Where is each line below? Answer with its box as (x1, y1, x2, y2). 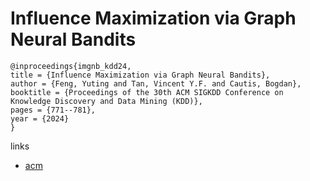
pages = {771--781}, (10, 105, 97, 115)
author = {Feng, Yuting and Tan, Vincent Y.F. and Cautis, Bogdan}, (10, 78, 302, 89)
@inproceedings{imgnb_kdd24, (10, 61, 132, 71)
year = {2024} (10, 113, 70, 124)
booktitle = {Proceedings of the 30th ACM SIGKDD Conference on (10, 87, 284, 97)
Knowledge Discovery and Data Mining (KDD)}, (10, 96, 203, 106)
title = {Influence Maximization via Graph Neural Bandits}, (10, 70, 271, 80)
